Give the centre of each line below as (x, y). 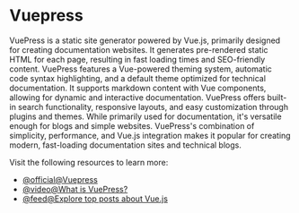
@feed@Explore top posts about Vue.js (95, 199)
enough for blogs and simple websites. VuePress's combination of (132, 125)
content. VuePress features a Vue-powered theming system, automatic (141, 69)
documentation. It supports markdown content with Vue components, (138, 88)
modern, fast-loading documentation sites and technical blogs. (126, 145)
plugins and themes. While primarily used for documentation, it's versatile (145, 116)
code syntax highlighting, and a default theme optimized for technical (138, 78)
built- (277, 97)
